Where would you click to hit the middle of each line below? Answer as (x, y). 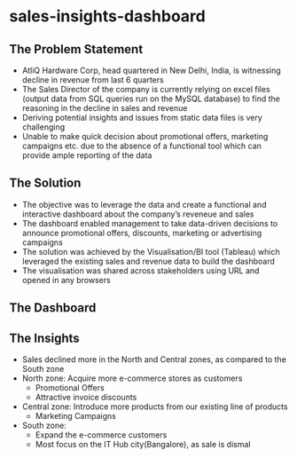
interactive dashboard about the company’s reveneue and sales (138, 214)
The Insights (44, 338)
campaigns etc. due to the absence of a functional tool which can (141, 146)
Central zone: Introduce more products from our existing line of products (155, 407)
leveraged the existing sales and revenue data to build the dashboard (148, 261)
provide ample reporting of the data (87, 155)
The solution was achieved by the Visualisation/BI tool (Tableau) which (151, 251)
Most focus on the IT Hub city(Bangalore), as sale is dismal (143, 445)
